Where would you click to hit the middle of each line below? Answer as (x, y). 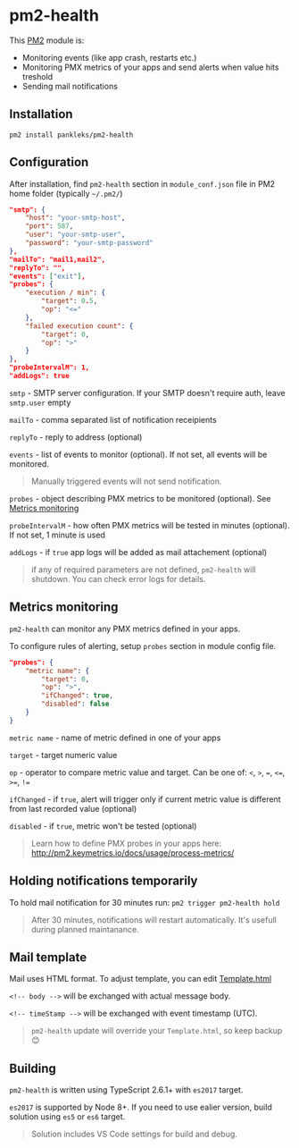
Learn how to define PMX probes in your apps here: (126, 843)
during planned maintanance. (85, 929)
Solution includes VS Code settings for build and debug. (134, 1134)
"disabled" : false (75, 704)
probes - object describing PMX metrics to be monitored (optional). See (140, 498)
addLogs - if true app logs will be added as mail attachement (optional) (138, 552)
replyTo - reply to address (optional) (76, 437)
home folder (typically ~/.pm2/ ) (66, 193)
